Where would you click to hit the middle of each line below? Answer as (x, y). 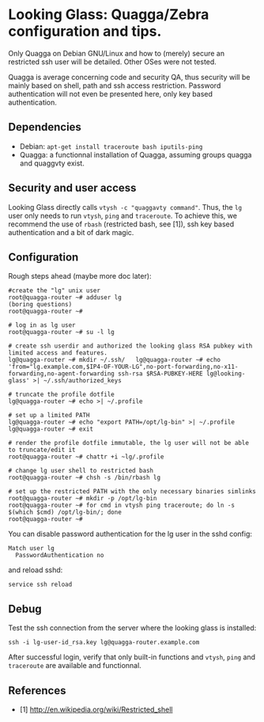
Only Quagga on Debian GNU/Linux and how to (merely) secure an (117, 53)
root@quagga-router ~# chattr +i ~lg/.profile (86, 457)
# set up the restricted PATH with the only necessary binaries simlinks (132, 492)
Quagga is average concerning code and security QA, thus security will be (129, 77)
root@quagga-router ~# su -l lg (61, 332)
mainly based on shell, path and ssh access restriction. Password (115, 85)
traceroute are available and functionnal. (75, 666)
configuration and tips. (85, 31)
